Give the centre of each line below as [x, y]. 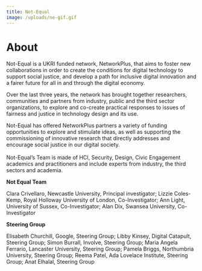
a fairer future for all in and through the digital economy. [76, 83]
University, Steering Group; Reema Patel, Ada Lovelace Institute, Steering [97, 255]
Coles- [182, 194]
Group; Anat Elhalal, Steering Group [50, 262]
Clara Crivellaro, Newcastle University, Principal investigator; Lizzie [90, 194]
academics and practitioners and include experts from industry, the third [96, 164]
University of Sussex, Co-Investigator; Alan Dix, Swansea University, [91, 207]
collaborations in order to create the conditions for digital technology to [95, 70]
